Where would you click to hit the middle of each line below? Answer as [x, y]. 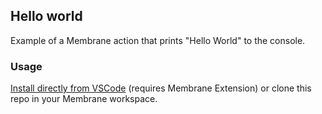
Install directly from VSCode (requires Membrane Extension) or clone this [161, 88]
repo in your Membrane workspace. [84, 99]
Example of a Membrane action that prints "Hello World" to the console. [158, 40]
